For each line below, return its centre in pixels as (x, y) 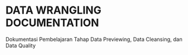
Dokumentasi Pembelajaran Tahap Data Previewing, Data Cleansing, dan (94, 39)
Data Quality (21, 46)
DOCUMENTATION (52, 23)
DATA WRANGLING (53, 10)
